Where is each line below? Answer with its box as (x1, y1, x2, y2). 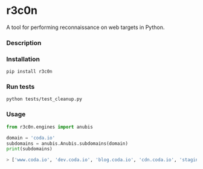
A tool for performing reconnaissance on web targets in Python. (6, 24, 165, 31)
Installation (6, 55, 40, 63)
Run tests (6, 83, 35, 91)
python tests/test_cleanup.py (6, 96, 83, 103)
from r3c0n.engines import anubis (6, 124, 94, 130)
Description (6, 39, 42, 47)
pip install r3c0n (6, 69, 53, 75)
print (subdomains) (6, 146, 53, 152)
